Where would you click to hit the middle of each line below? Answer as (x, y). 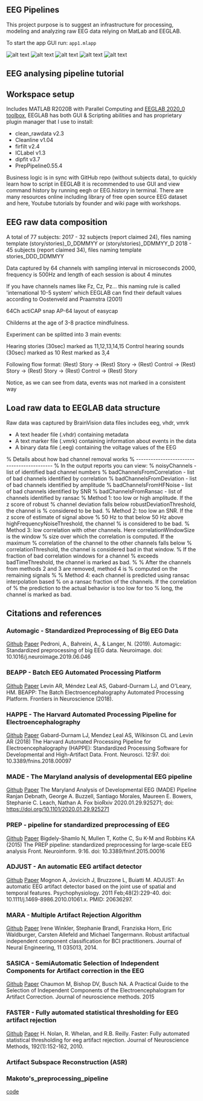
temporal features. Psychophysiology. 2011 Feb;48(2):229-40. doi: (89, 893)
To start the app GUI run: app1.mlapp (51, 42)
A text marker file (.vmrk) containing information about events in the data (105, 441)
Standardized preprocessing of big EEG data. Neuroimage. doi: (85, 650)
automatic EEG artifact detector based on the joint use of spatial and (91, 886)
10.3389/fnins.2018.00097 (39, 761)
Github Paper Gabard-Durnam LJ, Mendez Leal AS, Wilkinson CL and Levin (100, 735)
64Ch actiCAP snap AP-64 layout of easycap (62, 311)
